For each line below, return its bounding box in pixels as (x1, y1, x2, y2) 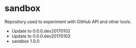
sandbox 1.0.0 (11, 38, 40, 44)
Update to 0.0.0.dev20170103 (11, 33, 71, 39)
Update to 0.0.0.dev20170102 (11, 28, 71, 34)
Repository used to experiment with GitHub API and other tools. (4, 19, 132, 24)
